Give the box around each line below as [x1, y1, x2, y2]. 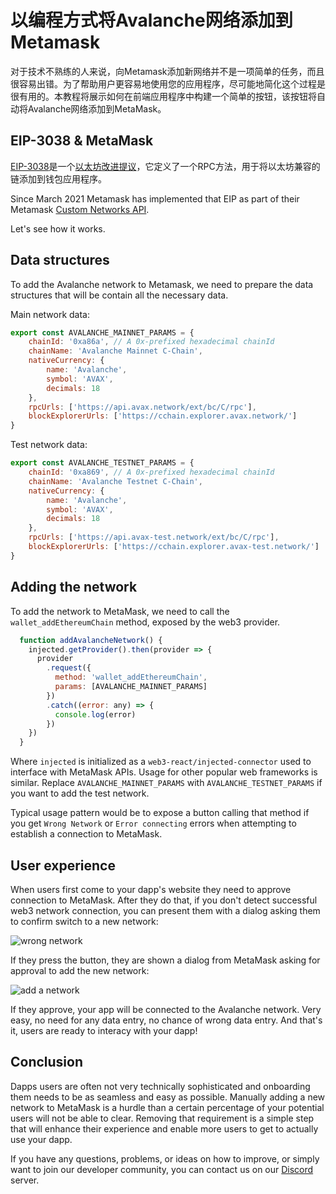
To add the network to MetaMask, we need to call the [10, 605, 230, 617]
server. [10, 1174, 40, 1186]
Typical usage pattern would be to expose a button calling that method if [10, 807, 310, 819]
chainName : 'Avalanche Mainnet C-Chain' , [28, 346, 203, 356]
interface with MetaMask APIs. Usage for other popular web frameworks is [10, 766, 318, 778]
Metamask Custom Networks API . [10, 203, 150, 215]
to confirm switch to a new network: [10, 915, 159, 927]
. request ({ [46, 663, 92, 673]
